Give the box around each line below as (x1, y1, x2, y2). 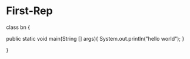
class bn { (6, 24, 31, 31)
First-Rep (6, 4, 53, 18)
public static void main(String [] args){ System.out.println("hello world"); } (6, 35, 185, 42)
